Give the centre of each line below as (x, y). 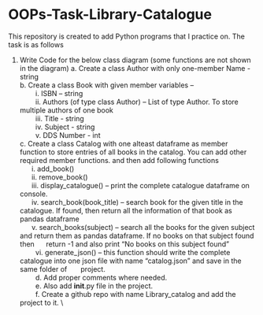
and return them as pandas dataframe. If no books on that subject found (137, 235)
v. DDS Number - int (68, 135)
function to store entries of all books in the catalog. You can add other (133, 152)
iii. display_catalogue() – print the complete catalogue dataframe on (141, 185)
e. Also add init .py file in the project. (94, 286)
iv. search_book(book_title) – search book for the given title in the (137, 202)
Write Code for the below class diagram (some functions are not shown (135, 60)
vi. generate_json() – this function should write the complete (133, 252)
